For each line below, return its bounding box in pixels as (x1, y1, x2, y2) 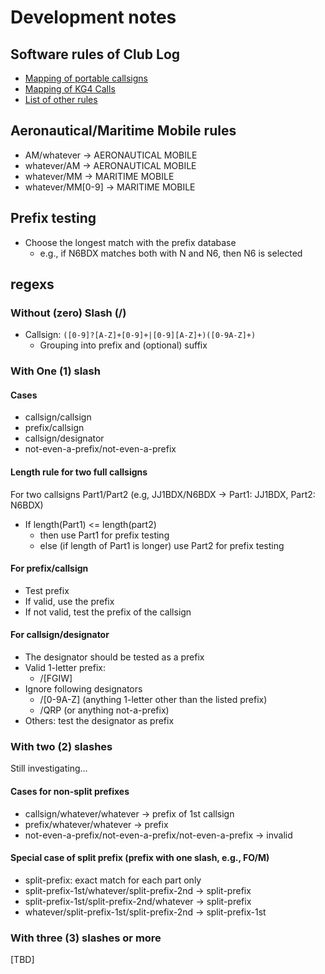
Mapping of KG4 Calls (24, 83, 116, 95)
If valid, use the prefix (24, 595, 115, 607)
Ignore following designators (24, 683, 143, 695)
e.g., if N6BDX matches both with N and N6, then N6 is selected (39, 247, 303, 259)
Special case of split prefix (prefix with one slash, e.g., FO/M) (10, 852, 270, 864)
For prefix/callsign (10, 562, 89, 575)
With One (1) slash (10, 364, 101, 378)
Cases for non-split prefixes (10, 785, 130, 797)
